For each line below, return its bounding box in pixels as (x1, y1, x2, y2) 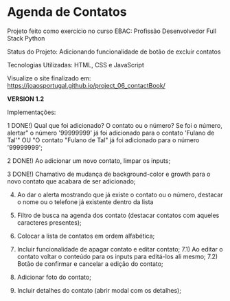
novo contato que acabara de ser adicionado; (7, 177, 136, 186)
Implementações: (7, 108, 56, 116)
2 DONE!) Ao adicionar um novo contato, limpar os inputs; (7, 156, 171, 165)
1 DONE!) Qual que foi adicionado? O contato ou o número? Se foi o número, (7, 121, 223, 129)
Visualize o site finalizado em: (7, 74, 91, 82)
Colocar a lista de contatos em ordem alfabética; (16, 232, 155, 240)
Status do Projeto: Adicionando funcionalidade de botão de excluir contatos (7, 47, 221, 56)
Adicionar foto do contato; (16, 273, 91, 281)
